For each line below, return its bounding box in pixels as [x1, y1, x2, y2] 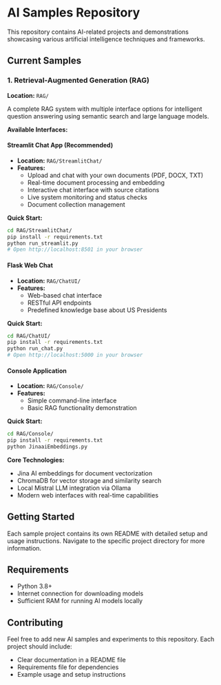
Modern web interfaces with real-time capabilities [17, 491, 159, 499]
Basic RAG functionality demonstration [27, 404, 137, 412]
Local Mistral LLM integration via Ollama [17, 484, 131, 492]
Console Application [7, 367, 67, 375]
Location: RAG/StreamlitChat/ [17, 156, 103, 165]
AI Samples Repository [7, 5, 140, 21]
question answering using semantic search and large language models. [7, 112, 209, 120]
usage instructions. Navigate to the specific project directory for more [7, 536, 205, 545]
